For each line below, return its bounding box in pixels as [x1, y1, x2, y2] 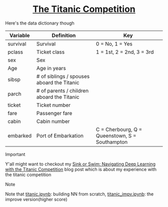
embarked [7, 132, 32, 139]
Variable [9, 31, 30, 38]
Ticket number [36, 101, 71, 108]
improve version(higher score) [5, 196, 67, 202]
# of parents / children [36, 87, 89, 94]
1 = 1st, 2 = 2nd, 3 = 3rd [95, 48, 154, 55]
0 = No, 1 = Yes [95, 40, 132, 47]
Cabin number [36, 117, 70, 124]
